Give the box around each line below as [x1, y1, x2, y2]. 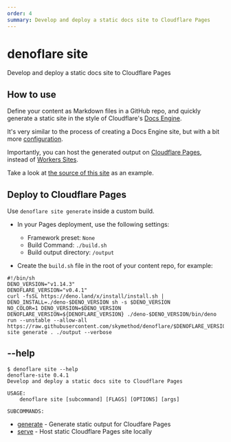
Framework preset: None [27, 234, 95, 242]
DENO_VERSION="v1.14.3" [7, 281, 76, 288]
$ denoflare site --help [7, 366, 78, 373]
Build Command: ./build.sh [27, 241, 107, 250]
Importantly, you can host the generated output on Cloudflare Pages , [7, 148, 202, 157]
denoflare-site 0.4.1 [7, 372, 69, 379]
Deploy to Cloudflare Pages [7, 188, 127, 200]
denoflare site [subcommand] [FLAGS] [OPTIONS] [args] [19, 396, 180, 403]
